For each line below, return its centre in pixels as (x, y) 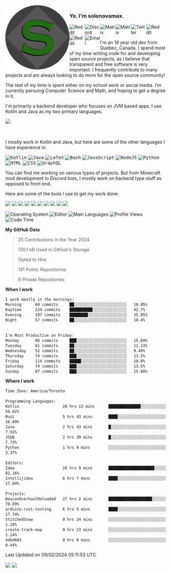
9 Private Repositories (41, 280)
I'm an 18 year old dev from (129, 43)
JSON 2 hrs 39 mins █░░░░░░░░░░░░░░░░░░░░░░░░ (86, 437)
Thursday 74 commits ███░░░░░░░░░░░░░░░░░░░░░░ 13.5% (75, 356)
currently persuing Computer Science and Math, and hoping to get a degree (85, 91)
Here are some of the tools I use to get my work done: (62, 194)
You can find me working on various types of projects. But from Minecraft (83, 173)
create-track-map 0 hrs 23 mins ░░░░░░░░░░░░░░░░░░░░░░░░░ (86, 530)
